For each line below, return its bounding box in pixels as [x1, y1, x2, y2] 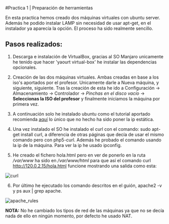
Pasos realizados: [5, 40, 63, 49]
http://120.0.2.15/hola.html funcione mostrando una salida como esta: [12, 163, 157, 169]
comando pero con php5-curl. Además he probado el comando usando [12, 137, 162, 143]
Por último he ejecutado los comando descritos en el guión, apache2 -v [12, 182, 162, 189]
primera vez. [12, 101, 39, 107]
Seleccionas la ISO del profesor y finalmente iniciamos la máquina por [12, 95, 160, 101]
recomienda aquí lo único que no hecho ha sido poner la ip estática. [12, 116, 154, 122]
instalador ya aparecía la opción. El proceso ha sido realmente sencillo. [5, 25, 153, 31]
